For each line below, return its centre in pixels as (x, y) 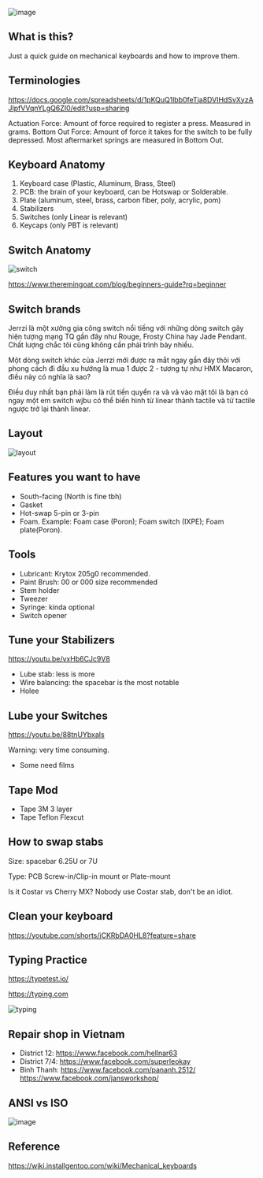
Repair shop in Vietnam (67, 1034)
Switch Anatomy (50, 250)
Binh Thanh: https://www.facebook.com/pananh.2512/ (107, 1070)
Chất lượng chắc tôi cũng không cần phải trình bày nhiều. (101, 345)
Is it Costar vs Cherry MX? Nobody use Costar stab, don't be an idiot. (121, 891)
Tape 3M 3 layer (46, 809)
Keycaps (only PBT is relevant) (69, 225)
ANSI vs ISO (38, 1103)
